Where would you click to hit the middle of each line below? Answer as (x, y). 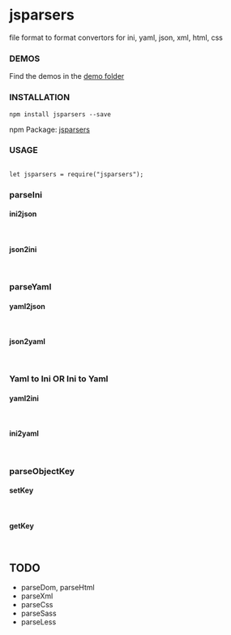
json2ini (23, 249)
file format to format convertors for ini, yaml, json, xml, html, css (116, 37)
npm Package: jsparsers (49, 129)
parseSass (38, 613)
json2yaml (27, 341)
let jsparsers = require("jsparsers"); (77, 174)
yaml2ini (24, 398)
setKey (21, 490)
